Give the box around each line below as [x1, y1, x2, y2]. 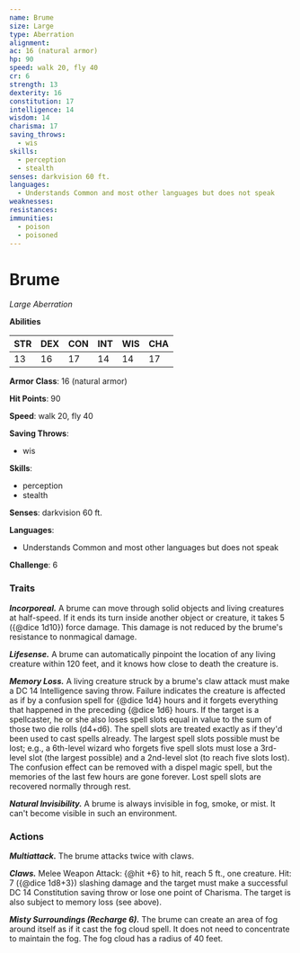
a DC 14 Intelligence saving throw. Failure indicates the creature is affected [9, 685, 286, 696]
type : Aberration [9, 30, 75, 39]
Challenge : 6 [9, 559, 58, 571]
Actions [9, 830, 45, 842]
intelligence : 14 [9, 105, 75, 114]
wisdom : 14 [9, 113, 50, 122]
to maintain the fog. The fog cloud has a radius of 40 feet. [9, 932, 224, 944]
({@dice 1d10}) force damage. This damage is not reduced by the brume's [9, 621, 283, 632]
